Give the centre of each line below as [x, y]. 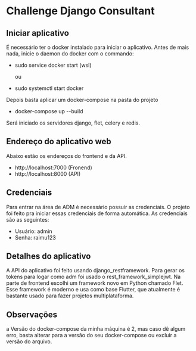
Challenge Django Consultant [80, 11]
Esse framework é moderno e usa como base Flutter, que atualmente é [93, 290]
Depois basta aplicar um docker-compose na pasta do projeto [82, 100]
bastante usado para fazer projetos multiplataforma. [70, 296]
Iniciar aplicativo [38, 33]
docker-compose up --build [49, 111]
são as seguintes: [28, 219]
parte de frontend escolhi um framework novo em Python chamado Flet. [95, 283]
